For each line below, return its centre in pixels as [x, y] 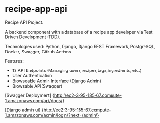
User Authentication [32, 75]
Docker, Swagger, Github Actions [38, 52]
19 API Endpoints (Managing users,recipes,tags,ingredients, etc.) [77, 70]
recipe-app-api [36, 9]
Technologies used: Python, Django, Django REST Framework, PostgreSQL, [80, 46]
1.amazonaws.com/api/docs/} [35, 100]
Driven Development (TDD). [33, 37]
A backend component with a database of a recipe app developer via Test [79, 32]
